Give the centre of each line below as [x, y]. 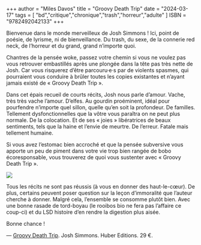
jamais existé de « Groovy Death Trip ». [55, 83]
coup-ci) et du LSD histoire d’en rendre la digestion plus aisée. [83, 212]
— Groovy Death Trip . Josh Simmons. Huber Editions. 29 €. [79, 235]
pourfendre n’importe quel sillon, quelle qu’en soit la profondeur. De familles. [101, 107]
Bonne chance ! [25, 224]
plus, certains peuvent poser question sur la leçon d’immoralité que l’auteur [99, 193]
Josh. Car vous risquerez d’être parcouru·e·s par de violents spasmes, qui [97, 70]
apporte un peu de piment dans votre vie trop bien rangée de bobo [89, 151]
